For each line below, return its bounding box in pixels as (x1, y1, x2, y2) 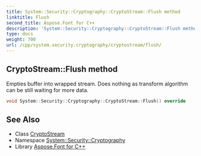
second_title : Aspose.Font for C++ (6, 20, 95, 26)
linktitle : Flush (6, 14, 50, 20)
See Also (6, 114, 40, 124)
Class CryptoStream (14, 130, 65, 137)
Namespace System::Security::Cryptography (14, 137, 126, 144)
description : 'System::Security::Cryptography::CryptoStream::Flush (6, 25, 181, 32)
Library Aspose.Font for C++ (14, 143, 86, 150)
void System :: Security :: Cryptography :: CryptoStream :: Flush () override (6, 98, 186, 104)
